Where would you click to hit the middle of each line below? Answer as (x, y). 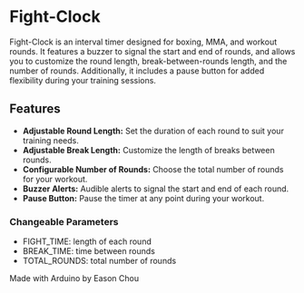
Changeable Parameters (64, 221)
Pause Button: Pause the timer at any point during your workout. (143, 198)
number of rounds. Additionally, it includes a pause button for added (137, 71)
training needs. (50, 140)
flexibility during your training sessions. (83, 80)
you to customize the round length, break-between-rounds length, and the (148, 61)
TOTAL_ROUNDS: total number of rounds (99, 261)
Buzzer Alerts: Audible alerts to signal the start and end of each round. (156, 189)
